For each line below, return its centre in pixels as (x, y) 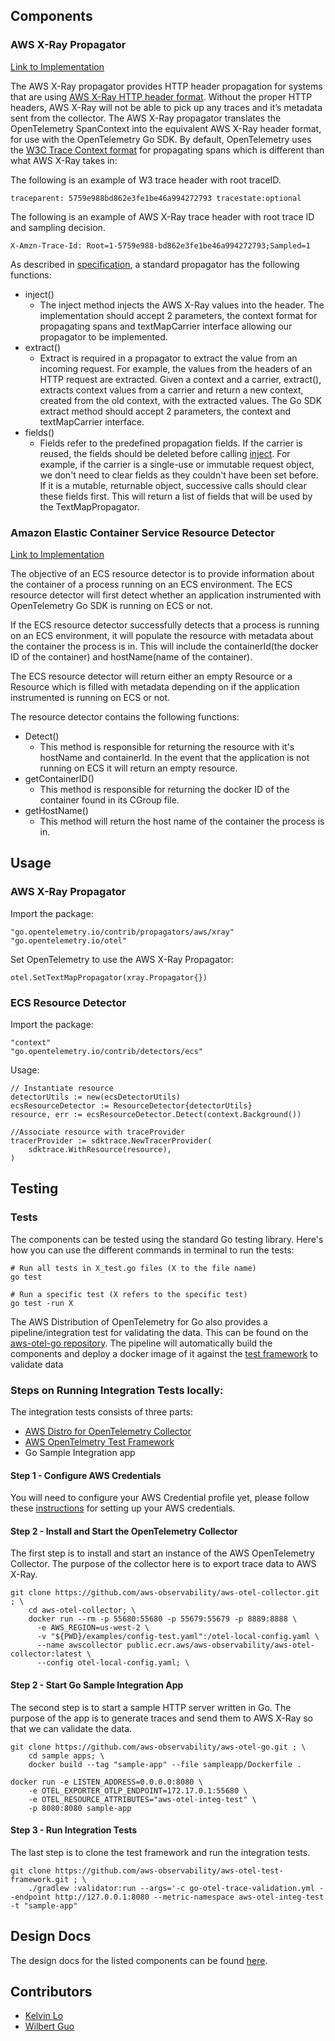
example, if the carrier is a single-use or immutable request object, (177, 464)
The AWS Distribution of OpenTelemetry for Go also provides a (139, 1321)
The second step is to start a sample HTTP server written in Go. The (151, 1707)
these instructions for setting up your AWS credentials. (123, 1508)
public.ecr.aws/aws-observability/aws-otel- (220, 1645)
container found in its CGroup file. (109, 800)
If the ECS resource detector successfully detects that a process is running (165, 625)
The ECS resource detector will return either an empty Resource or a (151, 676)
